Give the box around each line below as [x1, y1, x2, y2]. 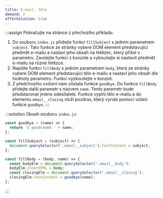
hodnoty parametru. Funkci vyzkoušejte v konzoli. [12, 75, 113, 81]
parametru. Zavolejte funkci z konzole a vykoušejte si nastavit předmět [12, 55, 156, 61]
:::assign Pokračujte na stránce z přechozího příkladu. [5, 30, 114, 36]
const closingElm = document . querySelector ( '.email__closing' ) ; [9, 170, 144, 175]
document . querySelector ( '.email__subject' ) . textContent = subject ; [9, 143, 151, 148]
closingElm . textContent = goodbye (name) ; [9, 175, 96, 180]
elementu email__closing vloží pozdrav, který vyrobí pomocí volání [12, 97, 148, 102]
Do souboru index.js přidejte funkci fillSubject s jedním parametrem [12, 39, 155, 45]
